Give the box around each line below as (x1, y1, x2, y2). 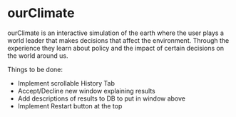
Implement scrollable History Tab (17, 78, 116, 87)
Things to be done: (7, 65, 63, 73)
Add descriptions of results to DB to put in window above (17, 94, 186, 103)
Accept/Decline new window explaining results (17, 86, 155, 95)
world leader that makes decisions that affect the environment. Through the (7, 36, 230, 44)
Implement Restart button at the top (17, 101, 123, 110)
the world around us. (7, 51, 69, 60)
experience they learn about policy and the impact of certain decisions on (7, 44, 225, 52)
